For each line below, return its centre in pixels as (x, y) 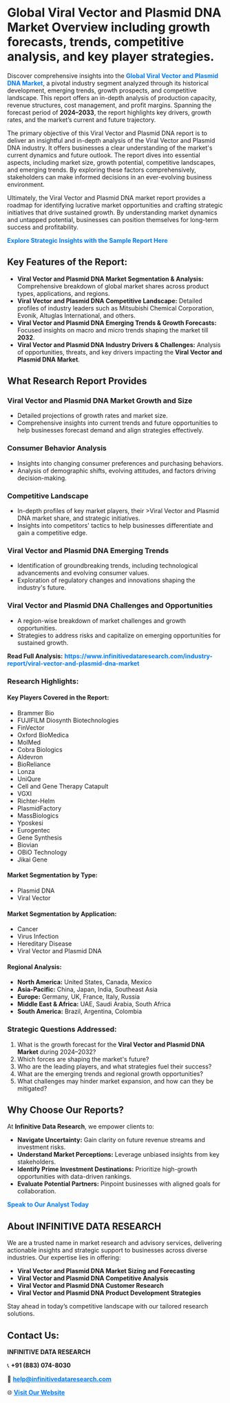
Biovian (28, 845)
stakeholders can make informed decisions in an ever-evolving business (109, 177)
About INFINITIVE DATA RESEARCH (84, 1226)
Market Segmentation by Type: (52, 875)
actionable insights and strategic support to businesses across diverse (107, 1251)
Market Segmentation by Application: (62, 914)
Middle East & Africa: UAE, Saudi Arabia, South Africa (94, 1004)
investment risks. (41, 1147)
